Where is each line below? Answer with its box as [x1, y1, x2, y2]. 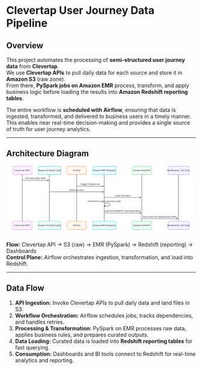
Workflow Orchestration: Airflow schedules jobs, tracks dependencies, [14, 312, 194, 319]
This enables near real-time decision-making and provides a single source [6, 119, 191, 126]
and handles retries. [14, 318, 65, 325]
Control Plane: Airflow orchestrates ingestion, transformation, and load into [6, 253, 194, 261]
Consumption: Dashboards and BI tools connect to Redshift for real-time [14, 350, 196, 357]
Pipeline [6, 16, 48, 30]
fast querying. [14, 344, 50, 351]
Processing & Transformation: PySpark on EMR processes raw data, [14, 324, 186, 331]
